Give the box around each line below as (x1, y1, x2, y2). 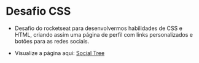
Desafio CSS (6, 4, 71, 18)
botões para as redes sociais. (14, 37, 90, 45)
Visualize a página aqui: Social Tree (14, 49, 105, 56)
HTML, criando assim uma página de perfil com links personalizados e (14, 31, 193, 38)
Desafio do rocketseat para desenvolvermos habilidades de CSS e (14, 24, 182, 32)
